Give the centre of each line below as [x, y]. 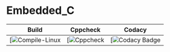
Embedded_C [40, 11]
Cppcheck [86, 30]
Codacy [135, 30]
